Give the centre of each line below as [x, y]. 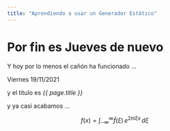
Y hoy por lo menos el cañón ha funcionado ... [72, 66]
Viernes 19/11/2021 [33, 79]
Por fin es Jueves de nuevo [85, 47]
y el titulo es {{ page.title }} [45, 92]
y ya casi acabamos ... [39, 106]
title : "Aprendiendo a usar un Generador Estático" [82, 13]
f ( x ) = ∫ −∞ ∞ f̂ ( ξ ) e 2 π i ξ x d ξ [115, 120]
